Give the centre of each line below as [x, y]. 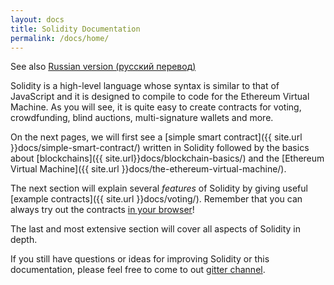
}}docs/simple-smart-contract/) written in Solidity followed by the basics [160, 148]
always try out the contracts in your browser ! [102, 210]
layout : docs [37, 19]
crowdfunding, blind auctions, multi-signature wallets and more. [142, 118]
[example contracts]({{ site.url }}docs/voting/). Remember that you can [156, 199]
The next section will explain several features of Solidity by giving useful [159, 188]
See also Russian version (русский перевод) [103, 67]
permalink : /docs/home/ [60, 38]
